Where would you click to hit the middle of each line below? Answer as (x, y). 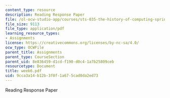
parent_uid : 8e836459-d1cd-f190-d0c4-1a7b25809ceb (60, 62)
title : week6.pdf (24, 71)
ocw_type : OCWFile (25, 47)
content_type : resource (30, 10)
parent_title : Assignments (34, 52)
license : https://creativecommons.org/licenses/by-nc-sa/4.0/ (72, 43)
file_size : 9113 (22, 24)
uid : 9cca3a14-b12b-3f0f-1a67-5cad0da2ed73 (52, 76)
